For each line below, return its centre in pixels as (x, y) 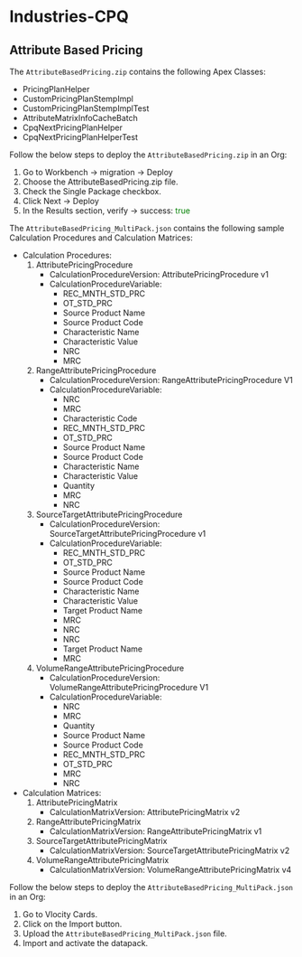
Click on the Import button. (72, 924)
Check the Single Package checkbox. (92, 191)
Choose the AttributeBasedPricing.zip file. (100, 182)
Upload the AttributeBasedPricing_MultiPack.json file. (124, 934)
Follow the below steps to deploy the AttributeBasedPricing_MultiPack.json (151, 887)
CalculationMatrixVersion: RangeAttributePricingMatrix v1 (156, 831)
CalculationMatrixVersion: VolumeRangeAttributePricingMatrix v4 (170, 870)
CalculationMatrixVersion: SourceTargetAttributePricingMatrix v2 (169, 850)
